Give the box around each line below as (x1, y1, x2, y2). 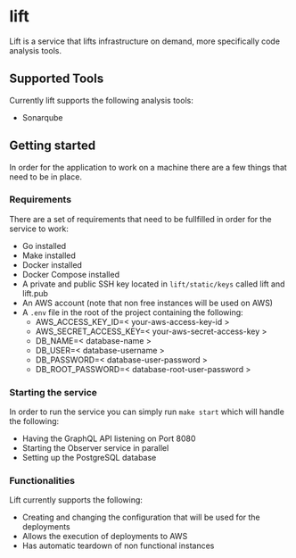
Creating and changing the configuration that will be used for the (21, 512, 260, 523)
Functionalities (9, 475, 76, 487)
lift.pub (21, 287, 49, 298)
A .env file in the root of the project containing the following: (21, 306, 243, 318)
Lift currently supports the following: (9, 495, 143, 505)
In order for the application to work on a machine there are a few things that (9, 162, 287, 172)
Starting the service (9, 386, 98, 398)
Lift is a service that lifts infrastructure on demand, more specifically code (9, 36, 281, 46)
